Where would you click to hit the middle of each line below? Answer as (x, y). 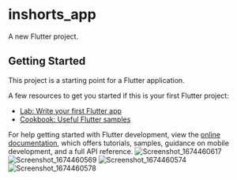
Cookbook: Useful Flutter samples (75, 119)
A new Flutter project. (43, 36)
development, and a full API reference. (71, 151)
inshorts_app (52, 15)
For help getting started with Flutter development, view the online (115, 134)
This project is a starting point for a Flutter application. (96, 80)
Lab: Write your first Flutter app (71, 111)
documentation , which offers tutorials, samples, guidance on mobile (118, 143)
